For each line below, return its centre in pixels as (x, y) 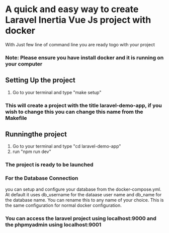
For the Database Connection (42, 178)
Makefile (16, 118)
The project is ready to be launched (50, 165)
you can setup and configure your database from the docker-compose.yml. (83, 189)
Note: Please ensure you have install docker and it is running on (84, 57)
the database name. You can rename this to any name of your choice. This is (85, 200)
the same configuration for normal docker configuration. (63, 205)
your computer (24, 64)
